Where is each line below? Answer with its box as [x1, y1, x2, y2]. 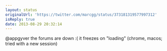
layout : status [5, 7, 37, 13]
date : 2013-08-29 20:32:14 [5, 21, 62, 27]
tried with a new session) [5, 41, 58, 47]
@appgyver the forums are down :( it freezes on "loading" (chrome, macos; [5, 35, 163, 41]
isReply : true [5, 17, 35, 22]
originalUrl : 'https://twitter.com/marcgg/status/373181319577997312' [5, 12, 157, 17]
